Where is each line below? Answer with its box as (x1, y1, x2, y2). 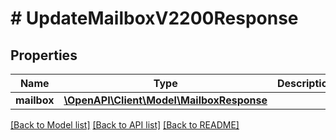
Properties (10, 47, 78, 64)
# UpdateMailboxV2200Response (10, 7, 299, 30)
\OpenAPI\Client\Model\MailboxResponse (63, 93, 268, 107)
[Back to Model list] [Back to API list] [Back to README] (10, 119, 240, 131)
